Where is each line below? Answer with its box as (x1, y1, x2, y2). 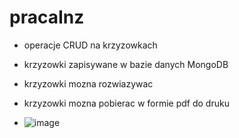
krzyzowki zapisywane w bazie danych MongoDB (23, 58, 229, 70)
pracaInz (9, 6, 85, 29)
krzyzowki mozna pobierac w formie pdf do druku (23, 97, 230, 109)
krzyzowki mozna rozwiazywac (23, 77, 154, 90)
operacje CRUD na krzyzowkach (23, 39, 158, 51)
